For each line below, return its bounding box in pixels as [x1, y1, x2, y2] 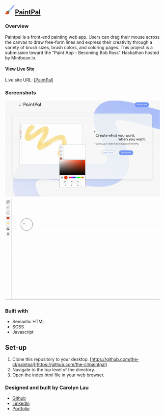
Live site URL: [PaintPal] [5, 77, 54, 83]
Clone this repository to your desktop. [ [12, 356, 92, 363]
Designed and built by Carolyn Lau [5, 384, 89, 391]
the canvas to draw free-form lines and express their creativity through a [5, 39, 152, 45]
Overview [5, 23, 29, 29]
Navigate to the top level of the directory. [12, 367, 95, 373]
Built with [5, 307, 28, 314]
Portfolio [12, 406, 30, 412]
